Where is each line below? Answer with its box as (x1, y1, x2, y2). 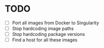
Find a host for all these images (12, 37, 78, 43)
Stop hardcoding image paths (12, 26, 74, 31)
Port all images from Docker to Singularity (12, 20, 99, 26)
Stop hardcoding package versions (12, 31, 85, 37)
